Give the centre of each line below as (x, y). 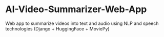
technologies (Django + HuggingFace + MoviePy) (57, 28)
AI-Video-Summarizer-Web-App (76, 9)
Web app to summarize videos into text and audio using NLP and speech (82, 23)
